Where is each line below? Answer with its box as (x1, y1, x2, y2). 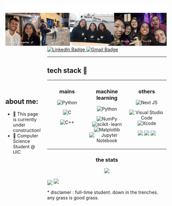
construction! (12, 127, 41, 133)
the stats (95, 156, 119, 163)
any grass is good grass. (47, 195, 99, 201)
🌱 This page (12, 111, 38, 117)
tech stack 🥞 (47, 66, 88, 75)
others (138, 88, 155, 95)
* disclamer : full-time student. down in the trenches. (47, 189, 159, 195)
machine (96, 88, 118, 95)
